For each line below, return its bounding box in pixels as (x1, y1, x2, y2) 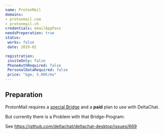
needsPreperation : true (5, 30, 55, 35)
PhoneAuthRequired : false (7, 63, 61, 68)
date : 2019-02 (7, 44, 37, 49)
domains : (5, 12, 23, 17)
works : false (7, 40, 35, 45)
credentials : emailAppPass (5, 26, 61, 31)
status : (5, 35, 21, 40)
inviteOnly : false (7, 58, 46, 63)
